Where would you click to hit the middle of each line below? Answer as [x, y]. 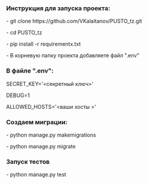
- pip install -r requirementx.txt [44, 44]
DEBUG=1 [18, 95]
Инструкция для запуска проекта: [58, 8]
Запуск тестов [28, 162]
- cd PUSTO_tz [24, 33]
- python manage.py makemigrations [51, 135]
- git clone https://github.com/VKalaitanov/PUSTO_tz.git [74, 21]
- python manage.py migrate [41, 146]
